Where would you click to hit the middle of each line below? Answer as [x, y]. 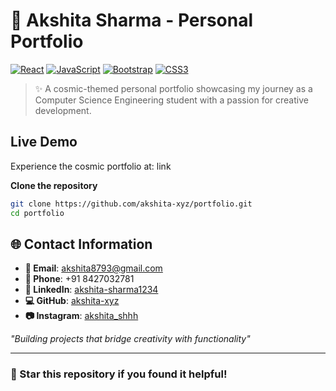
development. [63, 110]
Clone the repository [54, 185]
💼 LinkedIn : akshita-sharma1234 [91, 290]
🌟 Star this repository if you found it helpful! [119, 374]
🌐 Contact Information [81, 244]
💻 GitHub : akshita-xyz [72, 301]
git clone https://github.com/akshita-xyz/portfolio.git [131, 204]
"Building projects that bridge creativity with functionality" [130, 339]
